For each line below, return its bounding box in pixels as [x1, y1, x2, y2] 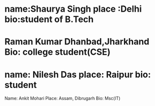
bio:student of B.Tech [4, 14, 94, 25]
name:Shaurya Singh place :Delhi [4, 3, 142, 15]
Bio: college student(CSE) [4, 46, 111, 58]
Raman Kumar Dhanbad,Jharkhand [4, 36, 150, 47]
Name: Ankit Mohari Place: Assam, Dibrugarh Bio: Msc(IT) [4, 95, 121, 101]
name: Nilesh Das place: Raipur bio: [4, 69, 151, 80]
